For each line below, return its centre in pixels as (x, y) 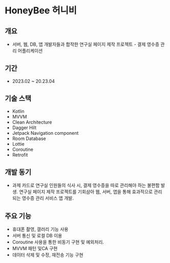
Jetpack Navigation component (45, 133)
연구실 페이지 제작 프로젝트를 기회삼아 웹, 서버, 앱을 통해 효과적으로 (86, 192)
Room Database (29, 138)
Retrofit (20, 155)
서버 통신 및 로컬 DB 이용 (37, 236)
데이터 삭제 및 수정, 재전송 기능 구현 (48, 255)
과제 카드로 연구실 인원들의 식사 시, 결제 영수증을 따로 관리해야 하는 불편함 (86, 186)
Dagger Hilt (24, 127)
